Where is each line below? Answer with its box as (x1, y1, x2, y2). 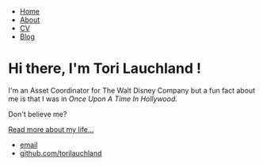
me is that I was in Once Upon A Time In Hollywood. (8, 94, 178, 104)
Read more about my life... (8, 124, 94, 134)
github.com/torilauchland (19, 148, 102, 157)
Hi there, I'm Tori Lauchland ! (8, 59, 202, 77)
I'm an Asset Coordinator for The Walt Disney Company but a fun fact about (8, 85, 256, 95)
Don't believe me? (8, 109, 67, 119)
